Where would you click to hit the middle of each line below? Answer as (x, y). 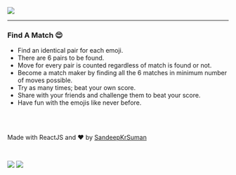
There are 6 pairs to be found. (61, 58)
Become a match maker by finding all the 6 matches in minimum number (122, 73)
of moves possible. (45, 80)
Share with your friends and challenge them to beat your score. (109, 96)
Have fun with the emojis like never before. (79, 103)
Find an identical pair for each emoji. (70, 51)
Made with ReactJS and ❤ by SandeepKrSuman (77, 138)
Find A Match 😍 (35, 35)
